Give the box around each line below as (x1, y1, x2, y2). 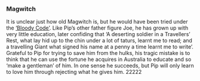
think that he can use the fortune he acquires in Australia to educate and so (6, 56, 192, 63)
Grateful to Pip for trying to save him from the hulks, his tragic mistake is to (6, 50, 190, 57)
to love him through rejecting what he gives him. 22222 (6, 69, 142, 76)
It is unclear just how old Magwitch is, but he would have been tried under (6, 18, 188, 25)
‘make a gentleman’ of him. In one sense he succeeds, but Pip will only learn (6, 62, 194, 69)
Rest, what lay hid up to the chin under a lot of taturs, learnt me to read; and (6, 37, 193, 44)
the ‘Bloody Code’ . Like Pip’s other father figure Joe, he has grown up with (6, 24, 189, 31)
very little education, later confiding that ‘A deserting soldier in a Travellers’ (6, 31, 190, 38)
